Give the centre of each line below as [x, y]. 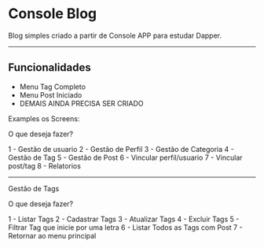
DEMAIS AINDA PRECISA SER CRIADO [81, 103]
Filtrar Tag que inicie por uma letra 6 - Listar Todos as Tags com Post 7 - [125, 227]
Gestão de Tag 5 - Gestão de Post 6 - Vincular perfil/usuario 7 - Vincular [125, 157]
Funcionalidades [50, 68]
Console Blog [53, 14]
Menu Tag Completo [53, 87]
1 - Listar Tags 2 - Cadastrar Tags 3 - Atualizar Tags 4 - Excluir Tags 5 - [124, 219]
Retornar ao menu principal [52, 235]
